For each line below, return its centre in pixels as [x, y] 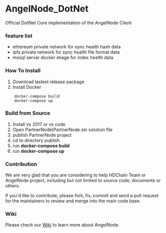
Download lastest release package [48, 82]
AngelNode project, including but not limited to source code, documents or [83, 181]
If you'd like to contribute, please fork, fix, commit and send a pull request [82, 196]
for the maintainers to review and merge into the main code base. [73, 201]
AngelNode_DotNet [47, 9]
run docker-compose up [38, 151]
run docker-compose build [41, 145]
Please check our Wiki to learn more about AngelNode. [62, 225]
